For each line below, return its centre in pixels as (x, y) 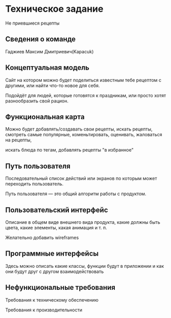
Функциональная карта (45, 116)
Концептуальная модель (47, 68)
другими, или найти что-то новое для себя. (53, 86)
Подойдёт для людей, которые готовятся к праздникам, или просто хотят (86, 95)
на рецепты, (19, 140)
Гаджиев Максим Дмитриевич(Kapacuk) (50, 51)
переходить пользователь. (34, 184)
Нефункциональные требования (60, 288)
